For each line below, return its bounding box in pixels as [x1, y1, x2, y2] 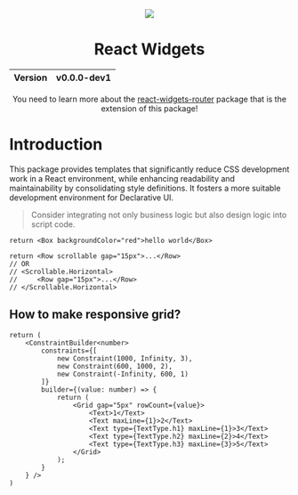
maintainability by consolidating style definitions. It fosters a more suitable [9, 183, 281, 193]
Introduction [9, 134, 103, 155]
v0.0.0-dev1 [56, 71, 111, 84]
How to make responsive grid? [9, 307, 181, 322]
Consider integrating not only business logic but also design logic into [30, 209, 287, 220]
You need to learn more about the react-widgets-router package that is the [12, 93, 287, 104]
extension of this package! [101, 102, 198, 114]
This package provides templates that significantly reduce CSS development [9, 164, 290, 174]
